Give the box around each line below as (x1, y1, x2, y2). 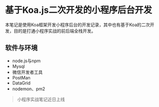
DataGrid (12, 80, 31, 86)
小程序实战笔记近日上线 (17, 96, 65, 102)
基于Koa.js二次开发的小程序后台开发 (5, 4, 153, 16)
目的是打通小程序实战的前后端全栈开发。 (13, 28, 96, 34)
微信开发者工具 (12, 69, 43, 75)
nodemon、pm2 (12, 86, 45, 92)
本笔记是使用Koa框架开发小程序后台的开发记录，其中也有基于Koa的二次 (5, 22, 150, 28)
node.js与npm (12, 58, 41, 64)
